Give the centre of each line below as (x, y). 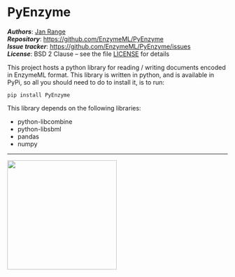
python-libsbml (39, 129)
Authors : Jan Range (37, 31)
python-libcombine (45, 121)
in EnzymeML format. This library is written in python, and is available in (111, 75)
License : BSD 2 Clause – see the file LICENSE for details (88, 54)
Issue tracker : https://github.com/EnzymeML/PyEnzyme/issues (99, 46)
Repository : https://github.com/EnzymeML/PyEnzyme (86, 38)
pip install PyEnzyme (39, 95)
